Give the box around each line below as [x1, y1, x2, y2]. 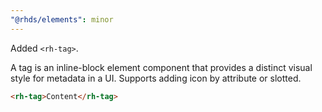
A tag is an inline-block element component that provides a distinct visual [10, 61, 313, 73]
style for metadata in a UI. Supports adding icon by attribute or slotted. [10, 72, 302, 84]
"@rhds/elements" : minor [10, 14, 114, 25]
